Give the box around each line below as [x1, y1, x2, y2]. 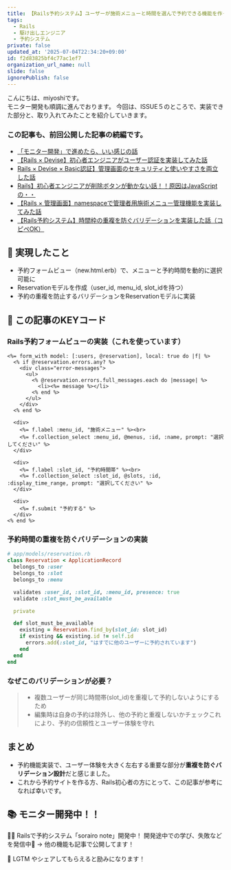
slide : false [7, 68, 45, 74]
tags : [7, 17, 23, 23]
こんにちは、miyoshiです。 [7, 94, 83, 102]
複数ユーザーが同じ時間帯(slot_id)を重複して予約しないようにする [34, 693, 220, 701]
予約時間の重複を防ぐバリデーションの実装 [7, 535, 148, 545]
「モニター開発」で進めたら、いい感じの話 [16, 147, 138, 155]
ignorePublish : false [7, 74, 69, 81]
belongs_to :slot [13, 570, 63, 577]
